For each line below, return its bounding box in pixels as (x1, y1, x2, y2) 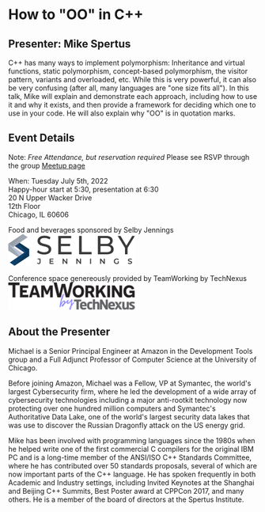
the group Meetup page (8, 161, 85, 170)
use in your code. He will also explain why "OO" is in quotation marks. (8, 108, 236, 118)
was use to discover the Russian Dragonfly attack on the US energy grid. (8, 420, 245, 430)
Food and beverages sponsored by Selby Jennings (8, 225, 174, 234)
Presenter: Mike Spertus (8, 37, 131, 51)
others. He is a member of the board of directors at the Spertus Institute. (8, 495, 244, 504)
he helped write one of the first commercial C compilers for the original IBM (8, 444, 255, 453)
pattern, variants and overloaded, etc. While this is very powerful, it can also (8, 75, 257, 84)
